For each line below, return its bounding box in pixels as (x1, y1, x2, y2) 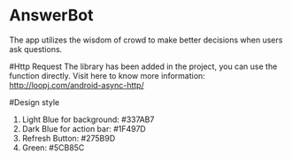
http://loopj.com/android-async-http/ (9, 80, 144, 90)
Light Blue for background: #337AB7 (21, 114, 155, 125)
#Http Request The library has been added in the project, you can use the (9, 61, 278, 72)
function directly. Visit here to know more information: (9, 70, 205, 80)
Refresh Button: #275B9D (21, 133, 116, 143)
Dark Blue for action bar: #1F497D (21, 123, 146, 133)
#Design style (9, 96, 60, 107)
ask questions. (9, 43, 63, 54)
